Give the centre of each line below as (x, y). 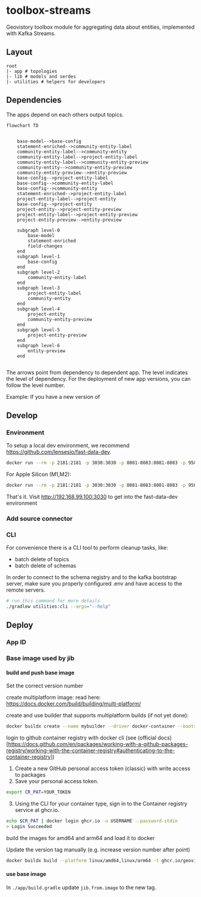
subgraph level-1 (39, 256)
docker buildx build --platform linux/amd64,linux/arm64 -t (83, 860)
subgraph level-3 (39, 288)
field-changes (45, 246)
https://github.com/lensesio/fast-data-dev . (59, 452)
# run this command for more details (53, 601)
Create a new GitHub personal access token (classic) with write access (102, 769)
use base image (26, 874)
